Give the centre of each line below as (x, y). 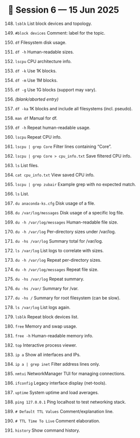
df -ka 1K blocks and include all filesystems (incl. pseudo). (74, 108)
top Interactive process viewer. (46, 345)
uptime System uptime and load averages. (57, 392)
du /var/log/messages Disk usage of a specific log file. (70, 212)
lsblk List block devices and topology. (53, 23)
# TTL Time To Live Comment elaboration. (57, 421)
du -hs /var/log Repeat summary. (50, 279)
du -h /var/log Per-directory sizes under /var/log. (65, 231)
